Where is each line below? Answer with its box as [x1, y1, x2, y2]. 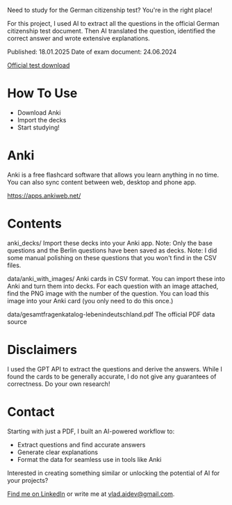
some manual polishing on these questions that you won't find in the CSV [7, 253, 217, 262]
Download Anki [17, 108, 61, 117]
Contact [7, 403, 55, 419]
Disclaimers [7, 342, 78, 358]
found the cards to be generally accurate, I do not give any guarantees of [7, 372, 217, 380]
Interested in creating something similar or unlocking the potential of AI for [7, 469, 220, 477]
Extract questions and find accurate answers [17, 440, 146, 449]
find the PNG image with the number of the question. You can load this [7, 289, 210, 298]
